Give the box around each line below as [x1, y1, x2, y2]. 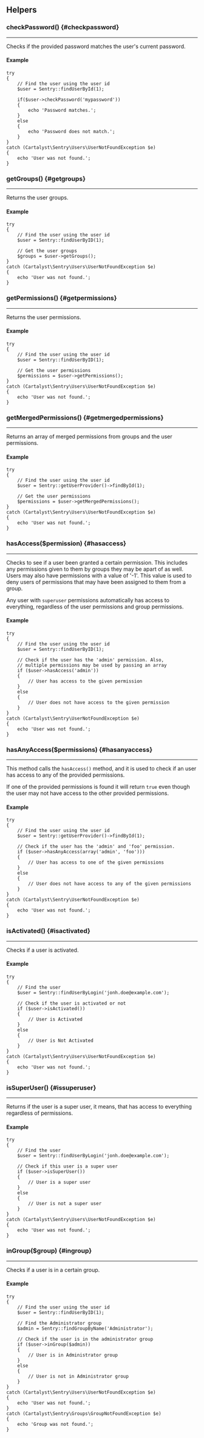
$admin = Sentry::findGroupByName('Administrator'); [17, 1325, 154, 1332]
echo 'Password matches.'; [28, 107, 97, 113]
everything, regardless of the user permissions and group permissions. [6, 603, 184, 610]
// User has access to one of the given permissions [28, 859, 165, 865]
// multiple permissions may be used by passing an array [17, 662, 167, 668]
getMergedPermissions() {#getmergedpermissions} [6, 413, 164, 422]
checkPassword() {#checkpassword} [6, 23, 120, 32]
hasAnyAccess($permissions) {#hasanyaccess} [6, 745, 153, 754]
